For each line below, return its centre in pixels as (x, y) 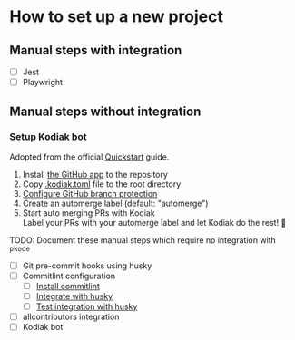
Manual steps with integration (96, 50)
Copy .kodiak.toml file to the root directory (102, 184)
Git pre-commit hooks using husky (87, 266)
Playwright (43, 83)
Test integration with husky (87, 306)
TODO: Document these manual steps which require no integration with (143, 240)
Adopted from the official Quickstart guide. (89, 157)
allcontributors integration (71, 317)
